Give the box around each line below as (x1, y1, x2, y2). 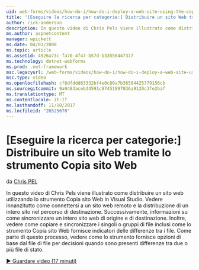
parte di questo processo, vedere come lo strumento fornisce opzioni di (6, 233, 181, 240)
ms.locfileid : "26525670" (6, 108, 70, 114)
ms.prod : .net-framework (6, 63, 68, 70)
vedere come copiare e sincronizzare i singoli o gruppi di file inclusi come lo (6, 221, 192, 228)
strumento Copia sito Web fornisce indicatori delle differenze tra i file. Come (6, 227, 192, 234)
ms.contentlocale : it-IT (6, 97, 68, 102)
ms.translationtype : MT (6, 91, 65, 97)
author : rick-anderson (6, 20, 62, 25)
